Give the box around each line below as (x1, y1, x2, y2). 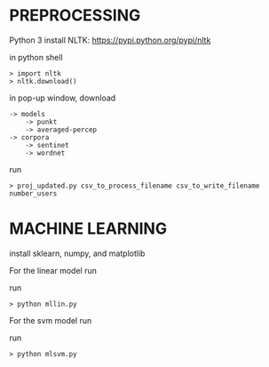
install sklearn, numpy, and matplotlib (9, 248, 146, 259)
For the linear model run (9, 265, 98, 275)
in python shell (9, 52, 64, 62)
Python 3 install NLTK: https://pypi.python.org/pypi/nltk (9, 35, 211, 45)
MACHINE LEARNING (9, 219, 167, 239)
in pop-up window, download (9, 92, 116, 103)
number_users (9, 188, 58, 198)
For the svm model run (9, 315, 92, 325)
